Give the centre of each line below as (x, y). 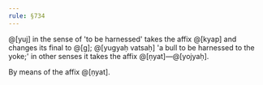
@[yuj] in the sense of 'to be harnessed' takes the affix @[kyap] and (123, 39)
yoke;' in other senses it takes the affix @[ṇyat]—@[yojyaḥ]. (109, 56)
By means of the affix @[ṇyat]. (60, 72)
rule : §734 (27, 16)
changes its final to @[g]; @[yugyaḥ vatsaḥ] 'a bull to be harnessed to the (132, 47)
